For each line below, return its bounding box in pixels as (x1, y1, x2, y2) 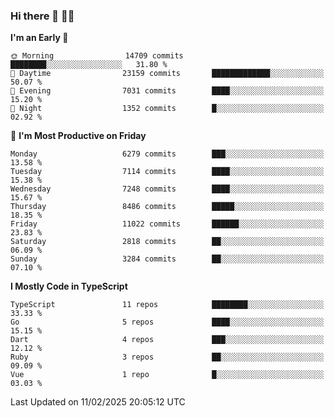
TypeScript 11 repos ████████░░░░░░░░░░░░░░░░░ (10, 300, 325, 310)
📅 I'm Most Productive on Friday (10, 130, 147, 142)
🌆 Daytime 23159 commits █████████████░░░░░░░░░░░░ (10, 69, 325, 79)
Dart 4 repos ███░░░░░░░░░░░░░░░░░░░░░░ (10, 335, 325, 345)
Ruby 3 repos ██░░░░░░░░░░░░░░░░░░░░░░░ (10, 352, 325, 363)
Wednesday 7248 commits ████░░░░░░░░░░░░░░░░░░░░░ (10, 184, 325, 194)
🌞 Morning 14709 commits (10, 51, 184, 61)
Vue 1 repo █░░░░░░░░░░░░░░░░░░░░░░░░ (10, 370, 325, 380)
